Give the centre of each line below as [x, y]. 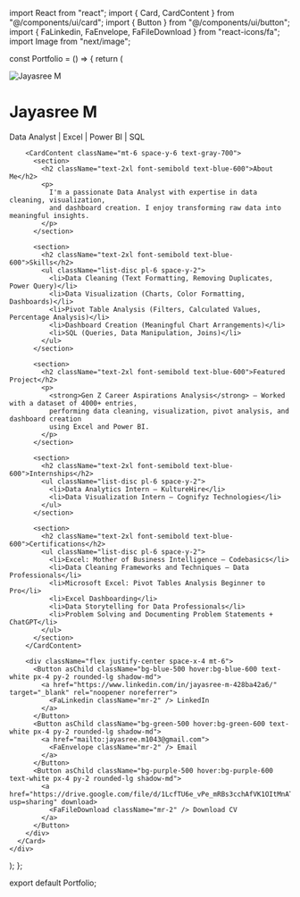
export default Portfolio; [53, 883]
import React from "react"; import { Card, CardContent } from [122, 13]
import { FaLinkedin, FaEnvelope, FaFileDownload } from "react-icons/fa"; [145, 32]
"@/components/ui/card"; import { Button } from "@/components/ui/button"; [150, 22]
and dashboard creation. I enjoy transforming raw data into [165, 208]
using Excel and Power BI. [99, 427]
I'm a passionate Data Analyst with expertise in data [153, 192]
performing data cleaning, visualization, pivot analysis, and [169, 411]
